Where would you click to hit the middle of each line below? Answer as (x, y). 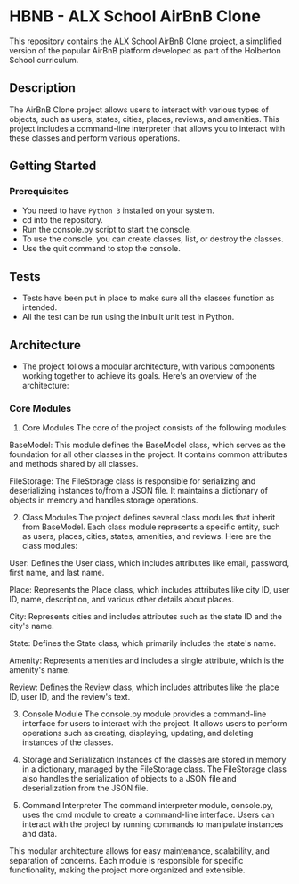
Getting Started (53, 166)
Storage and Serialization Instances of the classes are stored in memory (154, 760)
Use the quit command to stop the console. (101, 249)
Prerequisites (39, 192)
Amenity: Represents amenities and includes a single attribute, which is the (147, 660)
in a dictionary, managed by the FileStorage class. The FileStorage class (154, 769)
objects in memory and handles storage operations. (104, 500)
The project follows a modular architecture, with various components (149, 366)
